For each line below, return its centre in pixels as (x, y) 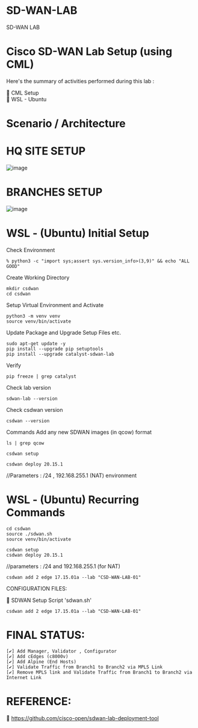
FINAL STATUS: (46, 635)
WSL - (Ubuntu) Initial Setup (78, 233)
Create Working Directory (38, 277)
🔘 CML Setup (23, 93)
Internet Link (24, 677)
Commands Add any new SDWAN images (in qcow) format (79, 432)
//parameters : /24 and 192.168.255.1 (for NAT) (63, 566)
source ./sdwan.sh (29, 534)
